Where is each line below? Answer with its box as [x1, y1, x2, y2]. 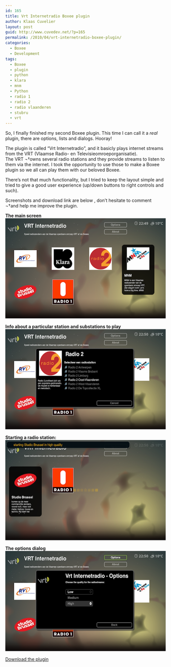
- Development [10, 51, 40, 56]
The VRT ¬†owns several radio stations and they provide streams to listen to [5, 156, 165, 162]
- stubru [10, 110, 28, 115]
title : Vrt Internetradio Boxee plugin [5, 13, 90, 19]
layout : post [5, 24, 33, 29]
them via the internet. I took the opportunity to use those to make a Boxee [5, 162, 160, 168]
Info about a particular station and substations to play [5, 323, 121, 330]
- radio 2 [10, 99, 31, 104]
